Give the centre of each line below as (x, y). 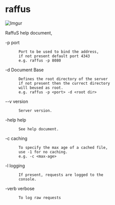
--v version (17, 101)
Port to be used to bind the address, (58, 52)
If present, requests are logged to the (61, 175)
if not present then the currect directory (64, 83)
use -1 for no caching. (43, 152)
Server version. (35, 111)
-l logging (15, 165)
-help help (16, 120)
